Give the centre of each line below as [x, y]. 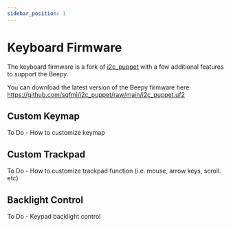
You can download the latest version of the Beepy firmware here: [99, 87]
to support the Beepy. [38, 74]
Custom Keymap [44, 116]
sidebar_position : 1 [37, 13]
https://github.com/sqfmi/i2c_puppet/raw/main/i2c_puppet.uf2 [96, 94]
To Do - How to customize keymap [56, 133]
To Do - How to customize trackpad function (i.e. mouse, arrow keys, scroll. [114, 171]
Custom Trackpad [46, 154]
